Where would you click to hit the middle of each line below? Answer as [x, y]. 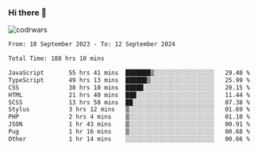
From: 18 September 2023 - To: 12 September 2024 [92, 44]
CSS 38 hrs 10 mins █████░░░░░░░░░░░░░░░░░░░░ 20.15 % [129, 87]
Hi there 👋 [28, 13]
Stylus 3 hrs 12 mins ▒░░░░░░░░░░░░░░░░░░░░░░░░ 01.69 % [129, 110]
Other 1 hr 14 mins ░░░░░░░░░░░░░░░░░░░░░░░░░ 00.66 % [129, 139]
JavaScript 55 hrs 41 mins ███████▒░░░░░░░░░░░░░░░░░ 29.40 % [129, 73]
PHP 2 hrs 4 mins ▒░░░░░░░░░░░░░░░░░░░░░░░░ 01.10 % [129, 117]
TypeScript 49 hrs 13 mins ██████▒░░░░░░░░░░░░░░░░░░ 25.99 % [129, 80]
